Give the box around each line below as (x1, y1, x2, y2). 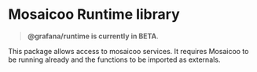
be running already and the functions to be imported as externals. (8, 55, 221, 64)
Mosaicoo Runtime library (8, 5, 180, 23)
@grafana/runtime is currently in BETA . (27, 31, 159, 41)
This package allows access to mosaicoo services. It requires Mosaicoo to (8, 46, 249, 56)
